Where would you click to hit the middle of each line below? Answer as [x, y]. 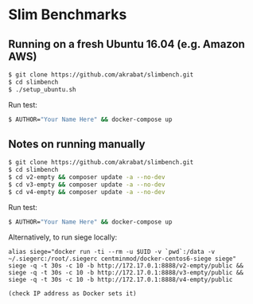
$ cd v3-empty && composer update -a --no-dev [87, 185]
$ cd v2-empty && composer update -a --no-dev [87, 177]
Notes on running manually [77, 144]
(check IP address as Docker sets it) [72, 293]
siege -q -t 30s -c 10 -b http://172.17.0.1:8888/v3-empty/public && [126, 272]
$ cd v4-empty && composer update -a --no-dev [87, 192]
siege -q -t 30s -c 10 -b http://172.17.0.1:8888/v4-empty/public [121, 279]
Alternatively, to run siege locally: [63, 237]
